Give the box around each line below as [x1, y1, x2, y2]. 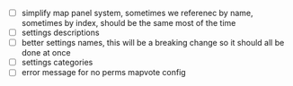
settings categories [21, 57, 93, 68]
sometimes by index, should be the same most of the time [21, 18, 236, 29]
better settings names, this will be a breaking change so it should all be [21, 38, 285, 48]
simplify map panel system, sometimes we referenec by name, [21, 8, 253, 18]
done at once [21, 47, 71, 58]
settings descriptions [21, 27, 100, 39]
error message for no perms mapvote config [21, 67, 186, 78]
